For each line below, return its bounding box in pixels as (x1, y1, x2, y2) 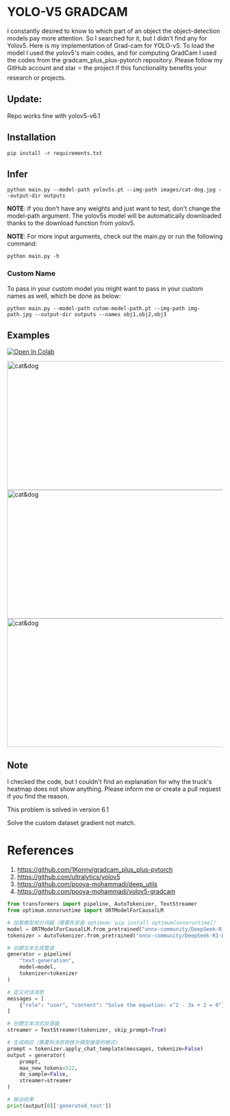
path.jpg (7, 311, 32, 318)
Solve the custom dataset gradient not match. (7, 819, 136, 827)
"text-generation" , (19, 958, 75, 964)
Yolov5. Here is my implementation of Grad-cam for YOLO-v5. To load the (7, 41, 215, 49)
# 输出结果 (7, 1096, 34, 1103)
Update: (7, 93, 42, 105)
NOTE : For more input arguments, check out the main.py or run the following (7, 233, 223, 241)
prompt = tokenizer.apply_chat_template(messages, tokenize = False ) (7, 1045, 204, 1052)
